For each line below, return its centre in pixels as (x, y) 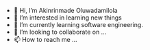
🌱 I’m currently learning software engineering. (78, 25)
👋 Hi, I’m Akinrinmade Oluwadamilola (65, 10)
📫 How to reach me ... (45, 40)
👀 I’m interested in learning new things (67, 18)
